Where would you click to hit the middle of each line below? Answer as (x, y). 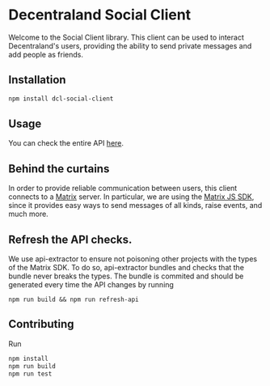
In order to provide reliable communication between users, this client (123, 189)
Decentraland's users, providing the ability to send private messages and (130, 45)
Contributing (41, 324)
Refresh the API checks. (70, 239)
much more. (28, 214)
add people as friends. (46, 54)
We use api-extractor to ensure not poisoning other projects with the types (133, 259)
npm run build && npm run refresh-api (74, 300)
